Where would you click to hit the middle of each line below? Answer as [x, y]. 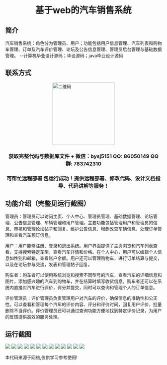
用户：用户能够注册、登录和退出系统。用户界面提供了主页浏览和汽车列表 [79, 246]
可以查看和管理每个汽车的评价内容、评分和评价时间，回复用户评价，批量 [88, 305]
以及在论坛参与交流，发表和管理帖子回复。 [49, 265]
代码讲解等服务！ [88, 186]
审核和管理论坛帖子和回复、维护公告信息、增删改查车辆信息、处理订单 [85, 229]
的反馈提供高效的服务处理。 [34, 317]
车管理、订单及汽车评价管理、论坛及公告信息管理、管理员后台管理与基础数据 [83, 49]
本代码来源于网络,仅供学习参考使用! [42, 358]
